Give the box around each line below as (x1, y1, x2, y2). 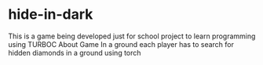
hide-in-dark (8, 5, 93, 23)
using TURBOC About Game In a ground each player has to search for (8, 39, 234, 49)
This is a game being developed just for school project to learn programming (8, 31, 256, 41)
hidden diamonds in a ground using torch (8, 48, 141, 57)
